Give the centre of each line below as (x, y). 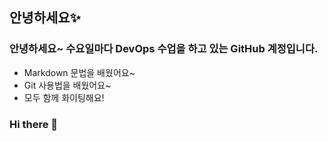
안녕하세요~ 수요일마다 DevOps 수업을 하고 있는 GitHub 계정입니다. (164, 49)
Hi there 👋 (34, 124)
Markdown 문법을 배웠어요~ (79, 72)
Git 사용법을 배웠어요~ (67, 85)
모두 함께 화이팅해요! (64, 97)
